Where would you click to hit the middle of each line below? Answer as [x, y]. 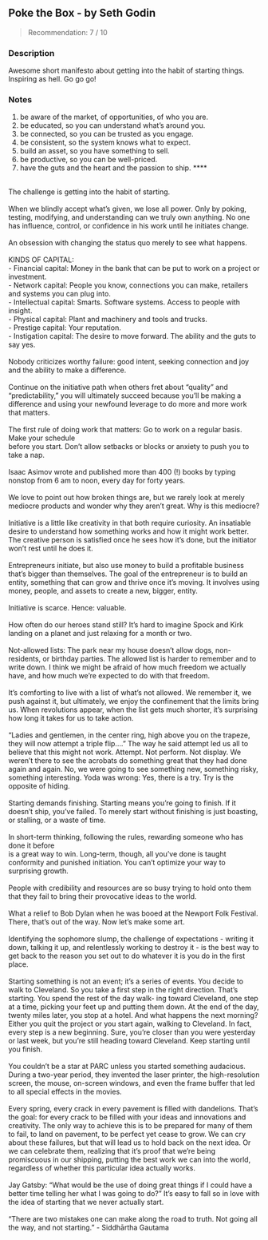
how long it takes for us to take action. [71, 718]
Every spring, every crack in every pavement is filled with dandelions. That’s [133, 1109]
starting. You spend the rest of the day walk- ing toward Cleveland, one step [134, 999]
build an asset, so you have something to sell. [95, 151]
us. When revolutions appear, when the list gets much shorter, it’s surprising [133, 709]
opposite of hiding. [39, 786]
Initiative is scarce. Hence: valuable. [67, 608]
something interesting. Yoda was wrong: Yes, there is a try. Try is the [121, 777]
